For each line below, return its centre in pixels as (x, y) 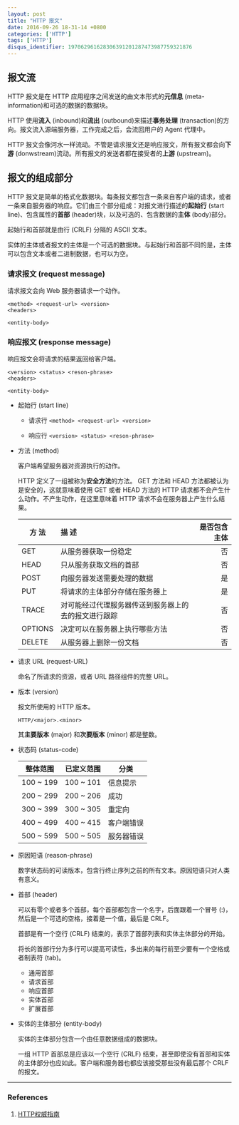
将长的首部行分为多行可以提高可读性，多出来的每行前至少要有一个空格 (121, 949)
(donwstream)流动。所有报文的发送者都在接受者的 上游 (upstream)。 (115, 153)
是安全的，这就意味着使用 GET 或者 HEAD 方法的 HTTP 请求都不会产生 (121, 490)
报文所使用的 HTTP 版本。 (56, 707)
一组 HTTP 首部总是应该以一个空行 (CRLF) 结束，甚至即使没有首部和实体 (124, 1054)
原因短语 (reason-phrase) (55, 856)
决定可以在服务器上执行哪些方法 (114, 630)
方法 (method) (38, 451)
